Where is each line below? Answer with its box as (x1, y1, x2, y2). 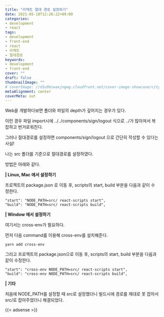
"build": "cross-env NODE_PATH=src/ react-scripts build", (5, 272, 128, 276)
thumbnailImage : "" (5, 80, 45, 85)
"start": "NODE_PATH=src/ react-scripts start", (5, 198, 106, 203)
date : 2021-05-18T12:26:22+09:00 (5, 12, 73, 17)
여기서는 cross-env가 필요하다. (5, 222, 65, 228)
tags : (5, 30, 16, 35)
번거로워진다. (18, 124, 43, 130)
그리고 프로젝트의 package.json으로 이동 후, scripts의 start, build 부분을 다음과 (5, 251, 157, 257)
